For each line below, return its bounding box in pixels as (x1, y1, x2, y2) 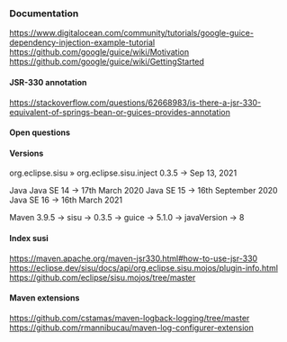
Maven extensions (9, 292, 80, 303)
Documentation (9, 7, 79, 20)
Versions (9, 148, 44, 158)
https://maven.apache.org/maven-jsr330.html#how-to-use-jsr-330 (9, 253, 258, 264)
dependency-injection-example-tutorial (9, 37, 156, 48)
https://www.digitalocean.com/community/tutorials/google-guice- (9, 28, 255, 39)
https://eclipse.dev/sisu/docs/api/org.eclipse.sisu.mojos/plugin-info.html (9, 262, 279, 273)
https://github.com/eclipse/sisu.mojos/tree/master (9, 272, 196, 283)
